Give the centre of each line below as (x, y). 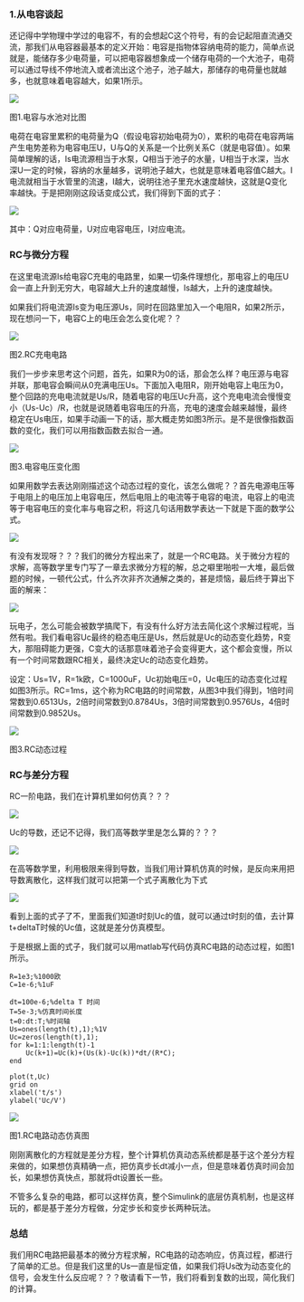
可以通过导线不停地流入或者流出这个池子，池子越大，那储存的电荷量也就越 (148, 70)
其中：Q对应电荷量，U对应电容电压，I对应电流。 (100, 229)
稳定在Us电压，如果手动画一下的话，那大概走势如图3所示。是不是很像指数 (148, 419)
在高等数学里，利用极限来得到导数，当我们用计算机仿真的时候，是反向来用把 (152, 868)
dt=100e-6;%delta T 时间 (55, 1002)
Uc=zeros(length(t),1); (54, 1037)
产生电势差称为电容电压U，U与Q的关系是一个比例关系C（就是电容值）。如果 (150, 147)
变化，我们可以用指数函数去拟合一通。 (96, 430)
